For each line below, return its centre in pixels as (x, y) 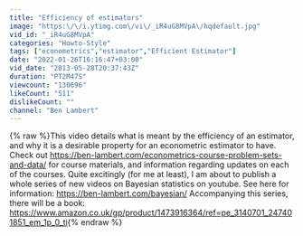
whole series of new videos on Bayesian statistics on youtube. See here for (149, 184)
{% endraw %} (95, 222)
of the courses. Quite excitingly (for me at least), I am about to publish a (143, 175)
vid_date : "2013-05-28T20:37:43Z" (75, 69)
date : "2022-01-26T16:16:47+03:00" (76, 60)
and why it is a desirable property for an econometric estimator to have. (143, 146)
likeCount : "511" (42, 93)
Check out (28, 156)
